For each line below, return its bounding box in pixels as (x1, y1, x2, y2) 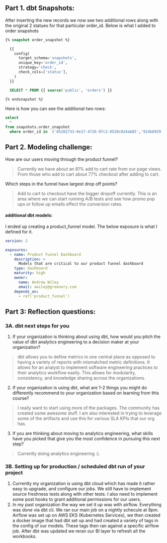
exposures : (5, 247, 28, 252)
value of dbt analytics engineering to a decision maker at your (12, 339, 139, 345)
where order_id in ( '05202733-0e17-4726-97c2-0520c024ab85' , (9, 129, 141, 134)
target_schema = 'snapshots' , (18, 56, 77, 61)
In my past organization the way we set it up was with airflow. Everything (12, 502, 162, 508)
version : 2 (5, 238, 28, 243)
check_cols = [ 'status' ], (18, 70, 68, 75)
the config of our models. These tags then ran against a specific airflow (12, 523, 159, 529)
